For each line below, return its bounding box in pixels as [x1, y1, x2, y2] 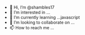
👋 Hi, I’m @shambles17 [9, 5, 55, 10]
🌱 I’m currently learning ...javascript [9, 15, 80, 20]
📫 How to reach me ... [9, 25, 54, 30]
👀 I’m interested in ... [9, 9, 50, 15]
